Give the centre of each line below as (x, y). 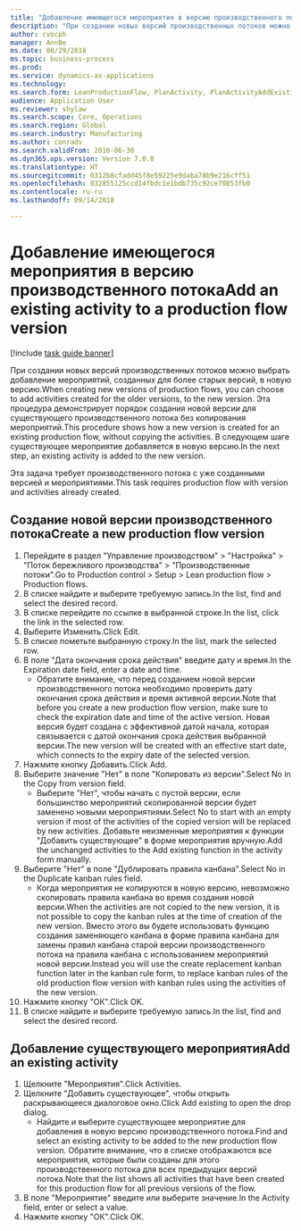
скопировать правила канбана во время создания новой (145, 897)
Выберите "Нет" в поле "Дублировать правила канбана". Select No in (154, 868)
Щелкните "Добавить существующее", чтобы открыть (126, 1093)
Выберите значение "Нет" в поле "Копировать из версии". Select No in (157, 774)
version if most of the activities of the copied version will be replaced (163, 821)
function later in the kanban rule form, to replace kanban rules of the (162, 973)
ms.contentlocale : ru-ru (56, 192)
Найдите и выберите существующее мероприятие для (141, 1122)
